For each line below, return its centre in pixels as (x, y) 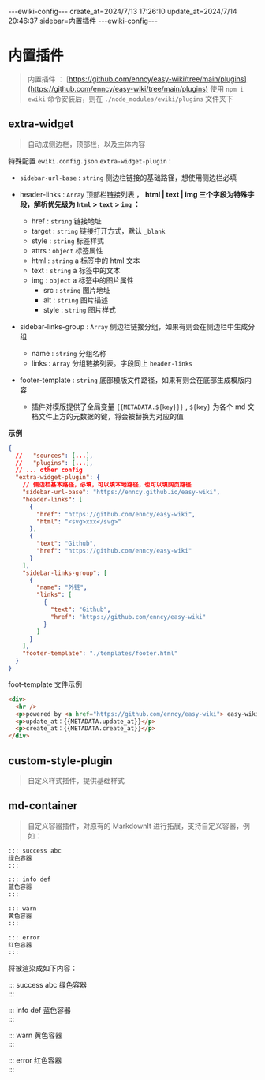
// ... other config (49, 470)
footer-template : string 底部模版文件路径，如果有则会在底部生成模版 (132, 380)
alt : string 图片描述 (76, 300)
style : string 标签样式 (68, 241)
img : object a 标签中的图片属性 (82, 280)
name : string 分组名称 (69, 353)
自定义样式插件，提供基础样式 (76, 780)
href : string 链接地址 (67, 221)
